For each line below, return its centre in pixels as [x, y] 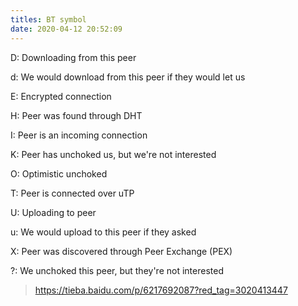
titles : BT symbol [48, 19]
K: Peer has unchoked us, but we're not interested [113, 154]
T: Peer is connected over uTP [72, 193]
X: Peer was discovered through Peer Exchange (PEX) [121, 251]
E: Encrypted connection [61, 96]
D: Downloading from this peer [73, 57]
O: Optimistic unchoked [59, 173]
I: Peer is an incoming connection [79, 135]
